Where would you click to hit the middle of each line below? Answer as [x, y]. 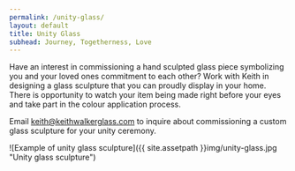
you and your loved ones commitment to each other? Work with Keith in [139, 77]
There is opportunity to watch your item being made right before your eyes [145, 95]
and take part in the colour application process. [95, 104]
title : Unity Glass [45, 33]
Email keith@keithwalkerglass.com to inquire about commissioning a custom [148, 122]
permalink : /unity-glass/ [57, 17]
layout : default [39, 26]
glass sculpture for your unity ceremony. [83, 131]
